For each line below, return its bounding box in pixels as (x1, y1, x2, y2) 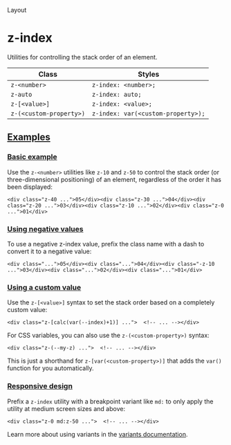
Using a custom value (7, 282, 82, 292)
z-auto (10, 90, 33, 98)
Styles (138, 69, 160, 79)
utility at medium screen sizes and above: (7, 404, 126, 412)
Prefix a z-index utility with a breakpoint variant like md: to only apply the (7, 397, 214, 406)
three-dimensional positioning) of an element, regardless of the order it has (7, 175, 221, 183)
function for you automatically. (7, 364, 95, 372)
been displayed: (7, 183, 53, 191)
